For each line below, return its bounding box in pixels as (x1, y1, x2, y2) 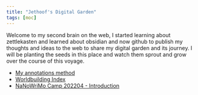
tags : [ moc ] (6, 15, 37, 21)
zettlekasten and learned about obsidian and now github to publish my (6, 38, 183, 45)
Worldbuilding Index (15, 76, 66, 83)
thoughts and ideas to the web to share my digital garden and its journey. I (6, 44, 193, 52)
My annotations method (15, 69, 75, 76)
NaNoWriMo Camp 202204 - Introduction (15, 82, 120, 89)
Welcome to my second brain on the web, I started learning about (6, 31, 171, 38)
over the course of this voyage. (6, 57, 85, 65)
